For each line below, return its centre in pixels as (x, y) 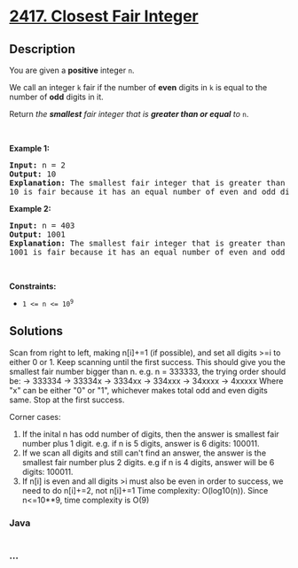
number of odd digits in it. (56, 97)
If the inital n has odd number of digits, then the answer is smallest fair (150, 434)
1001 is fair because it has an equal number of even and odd (147, 252)
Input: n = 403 (42, 226)
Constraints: (33, 286)
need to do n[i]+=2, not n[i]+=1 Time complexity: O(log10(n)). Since (145, 490)
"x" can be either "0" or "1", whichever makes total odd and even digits (138, 390)
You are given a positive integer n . (72, 70)
